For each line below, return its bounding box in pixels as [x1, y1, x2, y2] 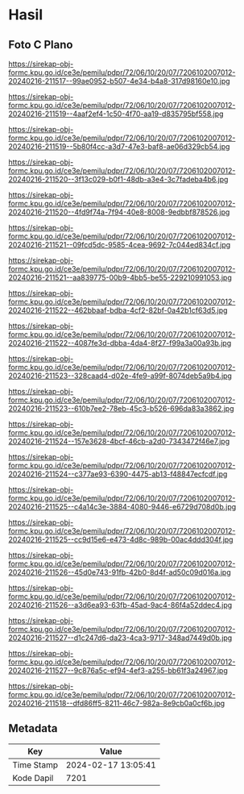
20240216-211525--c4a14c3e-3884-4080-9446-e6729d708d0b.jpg [8, 502, 237, 511]
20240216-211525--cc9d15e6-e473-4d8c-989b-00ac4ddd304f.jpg [8, 534, 234, 544]
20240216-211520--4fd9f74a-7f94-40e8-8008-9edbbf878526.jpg [8, 207, 230, 217]
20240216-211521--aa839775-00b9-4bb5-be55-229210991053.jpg [8, 272, 232, 282]
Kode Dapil [12, 772, 54, 784]
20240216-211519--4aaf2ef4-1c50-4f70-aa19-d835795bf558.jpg [8, 109, 224, 118]
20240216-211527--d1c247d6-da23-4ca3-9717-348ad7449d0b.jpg [8, 633, 233, 642]
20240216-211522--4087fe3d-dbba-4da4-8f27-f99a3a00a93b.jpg [8, 339, 232, 347]
